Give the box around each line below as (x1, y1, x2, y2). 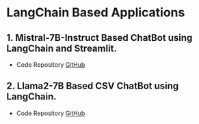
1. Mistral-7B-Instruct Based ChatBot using (6, 32, 193, 44)
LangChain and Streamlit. (6, 42, 118, 54)
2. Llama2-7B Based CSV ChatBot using (6, 80, 179, 92)
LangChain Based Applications (6, 5, 185, 20)
